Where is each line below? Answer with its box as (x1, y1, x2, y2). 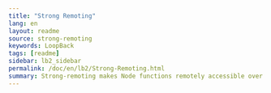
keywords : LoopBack (8, 42, 75, 50)
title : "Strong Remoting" (8, 11, 96, 20)
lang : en (8, 19, 38, 27)
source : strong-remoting (8, 34, 92, 43)
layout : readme (8, 27, 60, 35)
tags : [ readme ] (8, 49, 60, 57)
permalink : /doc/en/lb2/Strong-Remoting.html (8, 65, 165, 73)
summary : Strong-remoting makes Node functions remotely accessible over (8, 72, 264, 80)
